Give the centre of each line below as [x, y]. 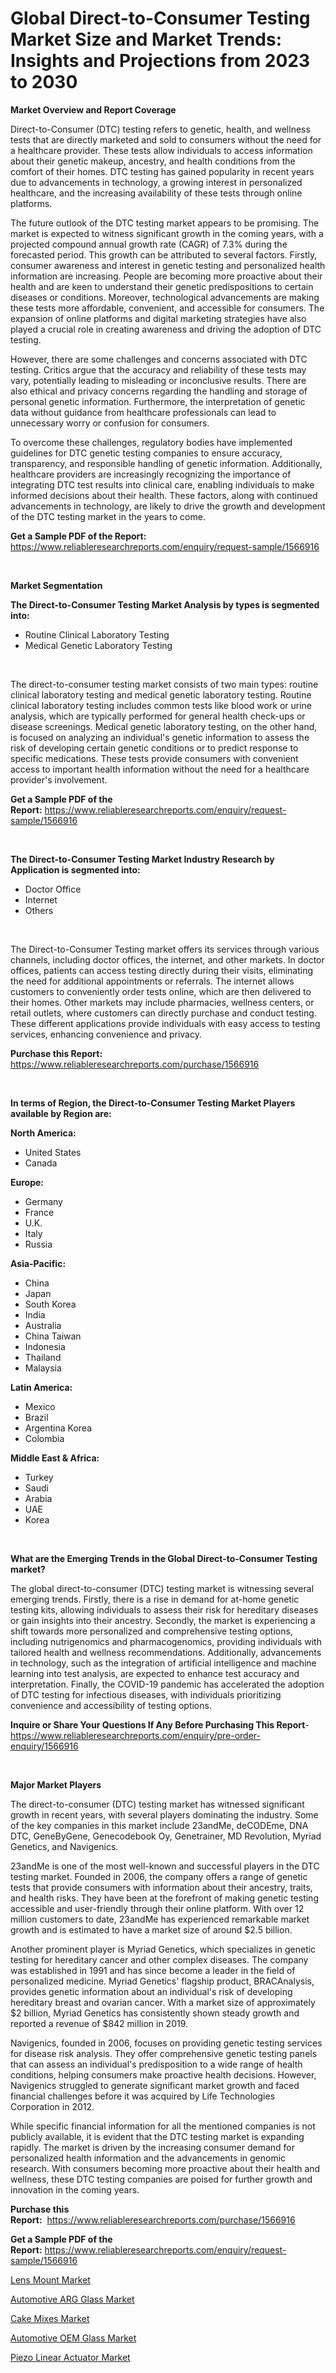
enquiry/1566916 [44, 1746]
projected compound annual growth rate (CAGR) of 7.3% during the [149, 244]
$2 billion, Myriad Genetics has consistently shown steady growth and [155, 2013]
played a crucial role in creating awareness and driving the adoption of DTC [166, 329]
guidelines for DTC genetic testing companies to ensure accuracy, [146, 453]
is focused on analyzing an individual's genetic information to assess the [160, 737]
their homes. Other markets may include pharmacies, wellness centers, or [162, 1002]
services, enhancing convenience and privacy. [106, 1034]
